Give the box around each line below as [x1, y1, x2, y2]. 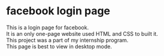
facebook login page [6, 4, 111, 18]
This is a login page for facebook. [6, 24, 89, 31]
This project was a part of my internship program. [6, 36, 129, 43]
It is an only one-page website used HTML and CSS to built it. [6, 30, 159, 37]
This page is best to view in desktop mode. [6, 43, 113, 50]
